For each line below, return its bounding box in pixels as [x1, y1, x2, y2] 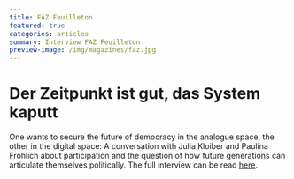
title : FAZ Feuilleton [9, 12, 93, 22]
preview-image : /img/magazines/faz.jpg [9, 46, 157, 55]
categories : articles [9, 29, 89, 38]
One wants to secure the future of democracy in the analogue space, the [9, 131, 275, 142]
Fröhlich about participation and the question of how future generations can [9, 151, 286, 161]
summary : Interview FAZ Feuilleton [9, 37, 141, 47]
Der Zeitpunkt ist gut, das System [9, 84, 261, 104]
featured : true [9, 21, 66, 30]
